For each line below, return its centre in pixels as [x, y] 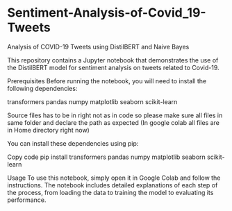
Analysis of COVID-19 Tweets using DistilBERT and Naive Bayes [98, 47]
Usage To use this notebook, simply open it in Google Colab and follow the [114, 178]
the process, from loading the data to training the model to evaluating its [110, 192]
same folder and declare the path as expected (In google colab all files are [114, 122]
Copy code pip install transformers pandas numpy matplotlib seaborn [107, 157]
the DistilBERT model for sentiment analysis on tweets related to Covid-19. [113, 67]
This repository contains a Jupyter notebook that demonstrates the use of [113, 60]
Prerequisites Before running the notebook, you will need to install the [107, 81]
